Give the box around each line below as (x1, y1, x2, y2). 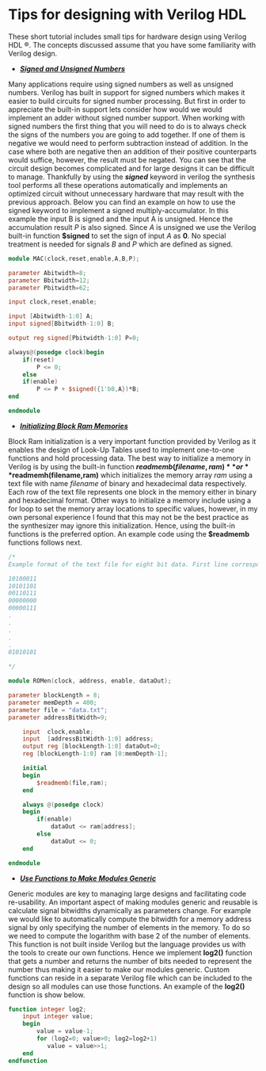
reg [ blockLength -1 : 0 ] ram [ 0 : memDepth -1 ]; (22, 750, 169, 758)
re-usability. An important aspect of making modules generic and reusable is (8, 897, 258, 907)
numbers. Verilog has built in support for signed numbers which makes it (8, 87, 245, 97)
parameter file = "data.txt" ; (8, 706, 108, 714)
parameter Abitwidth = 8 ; (8, 269, 87, 277)
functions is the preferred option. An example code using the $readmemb (8, 529, 249, 538)
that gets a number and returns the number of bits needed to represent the (8, 956, 253, 966)
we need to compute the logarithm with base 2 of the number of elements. (8, 931, 251, 940)
